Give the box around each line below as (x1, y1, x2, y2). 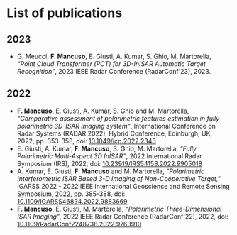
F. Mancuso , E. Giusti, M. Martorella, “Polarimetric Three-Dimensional (16, 204, 222, 213)
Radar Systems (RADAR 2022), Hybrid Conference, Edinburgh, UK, (16, 129, 213, 138)
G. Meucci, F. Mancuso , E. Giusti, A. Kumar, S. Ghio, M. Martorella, (16, 52, 212, 60)
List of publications (6, 5, 122, 21)
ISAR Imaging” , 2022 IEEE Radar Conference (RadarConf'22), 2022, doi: (16, 212, 228, 221)
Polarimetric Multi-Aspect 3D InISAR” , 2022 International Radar (16, 151, 203, 160)
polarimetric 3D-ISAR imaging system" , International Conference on (16, 121, 216, 130)
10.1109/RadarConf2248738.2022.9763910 (16, 219, 142, 228)
